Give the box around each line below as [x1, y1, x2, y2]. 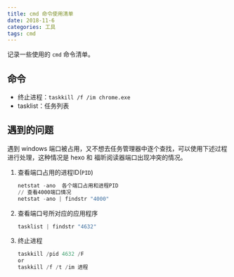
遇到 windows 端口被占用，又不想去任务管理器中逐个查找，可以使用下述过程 [7, 144, 228, 152]
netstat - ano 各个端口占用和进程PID [17, 182, 119, 189]
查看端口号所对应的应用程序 [17, 209, 98, 217]
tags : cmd [7, 30, 37, 37]
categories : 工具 [7, 23, 56, 30]
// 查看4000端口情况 [17, 188, 72, 196]
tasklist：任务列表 [17, 101, 70, 110]
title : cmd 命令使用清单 [7, 10, 74, 18]
